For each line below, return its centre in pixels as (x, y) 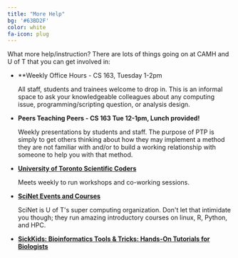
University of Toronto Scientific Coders (77, 169)
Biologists (33, 247)
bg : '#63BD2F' (29, 21)
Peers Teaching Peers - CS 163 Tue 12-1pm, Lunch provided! (109, 118)
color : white (27, 27)
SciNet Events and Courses (59, 196)
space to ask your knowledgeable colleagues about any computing (116, 97)
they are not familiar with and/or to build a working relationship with (117, 148)
